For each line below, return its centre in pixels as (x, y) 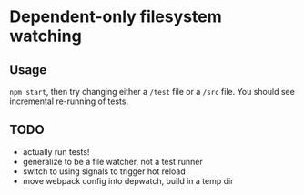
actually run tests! (56, 151)
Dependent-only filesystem (116, 17)
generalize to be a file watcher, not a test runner (112, 161)
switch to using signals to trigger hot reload (104, 171)
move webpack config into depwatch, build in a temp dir (128, 180)
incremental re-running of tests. (69, 101)
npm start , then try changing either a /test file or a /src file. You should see (152, 92)
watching (46, 36)
